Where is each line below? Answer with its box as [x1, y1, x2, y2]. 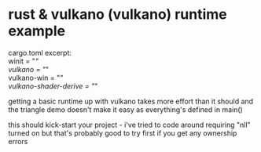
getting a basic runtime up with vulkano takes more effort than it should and [8, 96, 254, 106]
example [8, 22, 66, 40]
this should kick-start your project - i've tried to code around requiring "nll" [8, 120, 251, 129]
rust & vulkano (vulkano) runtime [8, 5, 228, 24]
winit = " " [8, 56, 39, 66]
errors [8, 136, 28, 146]
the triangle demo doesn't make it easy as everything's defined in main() [8, 104, 244, 114]
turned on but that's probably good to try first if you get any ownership [8, 128, 237, 138]
